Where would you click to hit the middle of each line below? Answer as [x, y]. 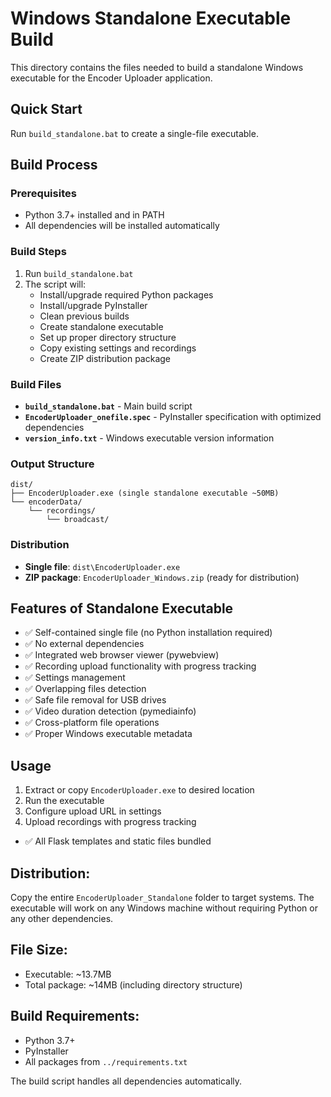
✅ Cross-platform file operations [92, 723]
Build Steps [38, 252]
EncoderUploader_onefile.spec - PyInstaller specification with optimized [173, 417]
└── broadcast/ [78, 520]
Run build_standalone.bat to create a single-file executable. [134, 133]
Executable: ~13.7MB [68, 974]
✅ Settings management [75, 678]
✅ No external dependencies [84, 644]
